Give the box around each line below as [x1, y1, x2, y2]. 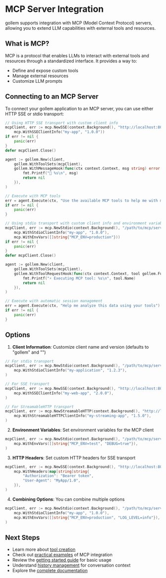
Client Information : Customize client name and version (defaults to [12, 344, 149, 350]
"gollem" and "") [12, 349, 46, 355]
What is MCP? [5, 40, 49, 48]
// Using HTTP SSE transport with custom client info [5, 120, 119, 125]
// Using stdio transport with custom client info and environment [5, 221, 147, 226]
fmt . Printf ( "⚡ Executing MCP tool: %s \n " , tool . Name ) [23, 276, 136, 281]
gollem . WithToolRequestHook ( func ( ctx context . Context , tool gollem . [14, 271, 158, 276]
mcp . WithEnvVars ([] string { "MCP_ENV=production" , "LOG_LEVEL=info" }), [14, 515, 161, 520]
